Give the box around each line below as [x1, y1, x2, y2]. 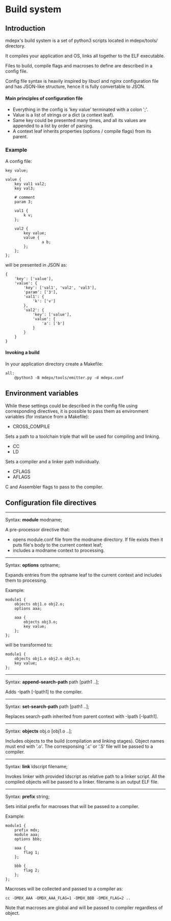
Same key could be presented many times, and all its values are [12, 117, 147, 124]
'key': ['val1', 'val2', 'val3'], [23, 285, 97, 290]
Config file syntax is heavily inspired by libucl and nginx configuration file [5, 78, 159, 84]
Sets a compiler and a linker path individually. [5, 458, 100, 464]
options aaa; [14, 606, 42, 611]
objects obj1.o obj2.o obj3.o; [14, 656, 81, 662]
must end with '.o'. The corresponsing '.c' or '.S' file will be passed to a [5, 743, 153, 749]
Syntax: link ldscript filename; [5, 764, 68, 770]
